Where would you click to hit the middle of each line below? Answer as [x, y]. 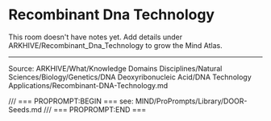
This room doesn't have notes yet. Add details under [96, 37]
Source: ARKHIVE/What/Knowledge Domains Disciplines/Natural [115, 68]
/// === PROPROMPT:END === [95, 109]
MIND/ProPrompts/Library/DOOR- [191, 101]
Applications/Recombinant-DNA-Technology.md [88, 85]
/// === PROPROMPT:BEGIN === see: [71, 101]
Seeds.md [25, 109]
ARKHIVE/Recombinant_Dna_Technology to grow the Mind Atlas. [116, 45]
